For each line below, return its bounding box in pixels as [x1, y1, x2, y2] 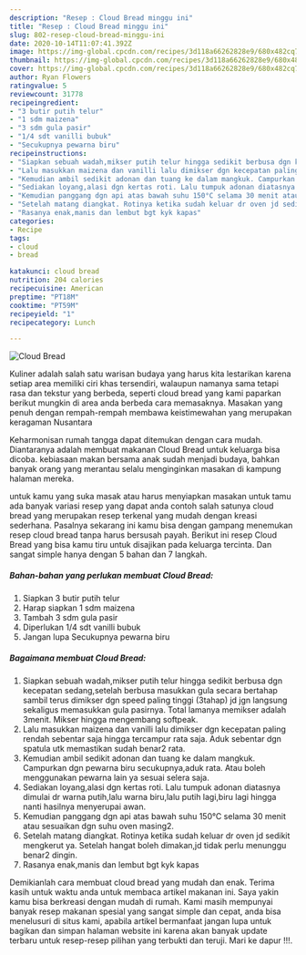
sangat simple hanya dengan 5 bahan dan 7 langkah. [9, 549, 208, 560]
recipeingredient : [9, 98, 79, 108]
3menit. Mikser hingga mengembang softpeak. [22, 714, 199, 725]
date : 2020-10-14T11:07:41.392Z [9, 38, 132, 48]
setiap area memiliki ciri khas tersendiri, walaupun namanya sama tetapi [9, 378, 280, 389]
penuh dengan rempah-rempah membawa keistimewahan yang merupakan [9, 407, 292, 418]
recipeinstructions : [9, 149, 88, 158]
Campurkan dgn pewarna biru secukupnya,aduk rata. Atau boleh [22, 763, 266, 774]
